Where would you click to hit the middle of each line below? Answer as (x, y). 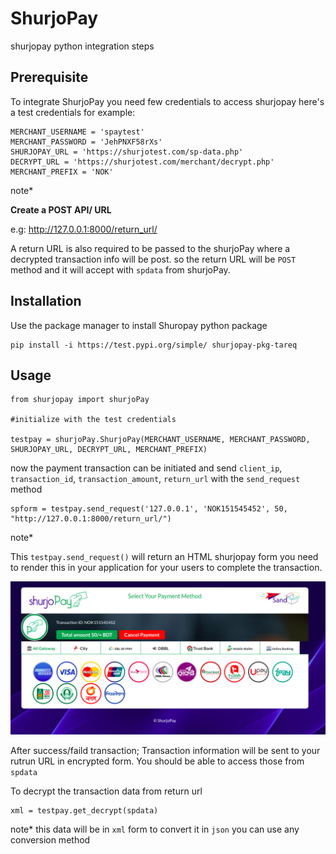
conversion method (50, 839)
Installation (46, 301)
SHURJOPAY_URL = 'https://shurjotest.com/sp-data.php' (127, 152)
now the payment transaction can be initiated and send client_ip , (146, 468)
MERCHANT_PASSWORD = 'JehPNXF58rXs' (86, 142)
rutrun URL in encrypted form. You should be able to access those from (157, 761)
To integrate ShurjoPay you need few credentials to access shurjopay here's (167, 101)
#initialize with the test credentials (93, 420)
